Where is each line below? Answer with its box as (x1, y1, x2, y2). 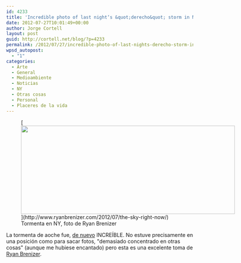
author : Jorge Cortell (6, 25, 62, 31)
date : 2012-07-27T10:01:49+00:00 (6, 20, 89, 26)
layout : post (6, 31, 39, 37)
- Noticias (11, 81, 39, 87)
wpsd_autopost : (6, 47, 44, 53)
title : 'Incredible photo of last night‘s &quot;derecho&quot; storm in (6, 14, 190, 20)
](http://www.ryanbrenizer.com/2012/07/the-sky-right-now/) (21, 213, 169, 220)
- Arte (11, 64, 28, 70)
